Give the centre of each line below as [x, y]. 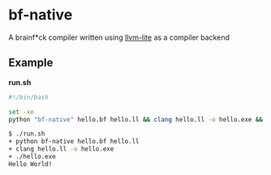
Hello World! [30, 164]
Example [31, 63]
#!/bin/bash [28, 97]
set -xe [22, 112]
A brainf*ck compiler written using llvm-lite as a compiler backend [119, 37]
